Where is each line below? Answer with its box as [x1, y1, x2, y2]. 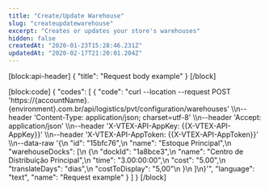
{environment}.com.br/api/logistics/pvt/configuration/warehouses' [8, 104, 230, 114]
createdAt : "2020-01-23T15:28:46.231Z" [8, 42, 143, 50]
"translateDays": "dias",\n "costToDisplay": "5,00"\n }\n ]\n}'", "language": [8, 164, 255, 173]
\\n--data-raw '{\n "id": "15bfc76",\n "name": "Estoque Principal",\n [8, 138, 232, 147]
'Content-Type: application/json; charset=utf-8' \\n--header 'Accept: [33, 113, 262, 122]
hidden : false [8, 34, 57, 43]
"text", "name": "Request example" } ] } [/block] [8, 172, 167, 182]
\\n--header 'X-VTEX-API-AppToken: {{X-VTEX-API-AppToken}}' [44, 130, 258, 139]
